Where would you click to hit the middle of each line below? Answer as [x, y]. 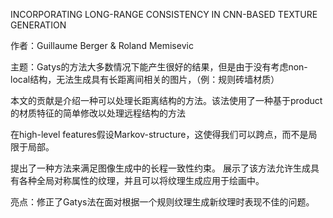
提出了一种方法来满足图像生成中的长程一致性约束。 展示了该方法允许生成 [160, 168]
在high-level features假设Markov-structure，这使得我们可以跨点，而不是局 [164, 134]
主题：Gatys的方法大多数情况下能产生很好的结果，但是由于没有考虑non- [159, 67]
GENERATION [38, 25]
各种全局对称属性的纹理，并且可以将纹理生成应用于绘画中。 [141, 180]
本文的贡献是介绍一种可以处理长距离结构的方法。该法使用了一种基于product [166, 100]
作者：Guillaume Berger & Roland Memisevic [102, 45]
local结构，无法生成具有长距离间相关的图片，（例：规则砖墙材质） [145, 79]
